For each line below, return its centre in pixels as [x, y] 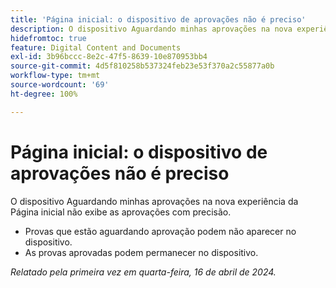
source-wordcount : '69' [60, 85]
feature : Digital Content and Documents [96, 47]
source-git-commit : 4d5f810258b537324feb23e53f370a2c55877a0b [142, 66]
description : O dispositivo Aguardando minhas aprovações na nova [151, 29]
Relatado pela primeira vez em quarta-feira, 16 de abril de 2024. [143, 272]
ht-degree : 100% [44, 94]
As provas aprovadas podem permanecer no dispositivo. [141, 252]
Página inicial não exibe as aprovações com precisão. [121, 212]
